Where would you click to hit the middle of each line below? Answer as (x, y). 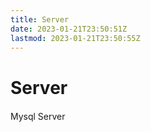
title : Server (40, 19)
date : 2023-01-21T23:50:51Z (69, 29)
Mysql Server (38, 117)
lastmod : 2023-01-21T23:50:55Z (75, 38)
